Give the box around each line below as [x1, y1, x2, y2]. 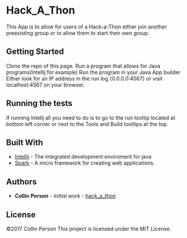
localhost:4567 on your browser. [6, 81, 86, 88]
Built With [6, 137, 43, 147]
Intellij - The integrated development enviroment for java [14, 153, 152, 160]
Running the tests [6, 98, 73, 108]
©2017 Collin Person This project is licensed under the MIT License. [6, 226, 172, 232]
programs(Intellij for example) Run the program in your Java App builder [6, 69, 181, 76]
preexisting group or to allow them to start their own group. [6, 29, 150, 36]
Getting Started [6, 47, 64, 57]
